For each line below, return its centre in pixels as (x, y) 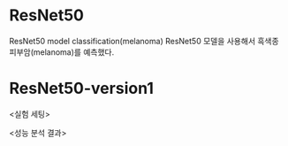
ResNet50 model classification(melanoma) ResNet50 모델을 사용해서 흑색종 (144, 41)
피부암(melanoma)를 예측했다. (62, 52)
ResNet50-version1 (82, 88)
